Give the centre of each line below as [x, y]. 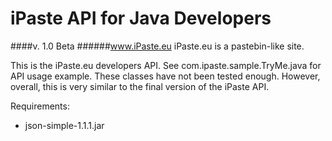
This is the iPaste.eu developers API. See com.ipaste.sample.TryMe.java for [166, 65]
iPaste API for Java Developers [141, 18]
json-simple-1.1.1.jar [64, 125]
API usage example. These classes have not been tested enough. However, [165, 76]
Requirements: [40, 106]
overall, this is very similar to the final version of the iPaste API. [140, 86]
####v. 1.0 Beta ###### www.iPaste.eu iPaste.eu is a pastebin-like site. [157, 46]
